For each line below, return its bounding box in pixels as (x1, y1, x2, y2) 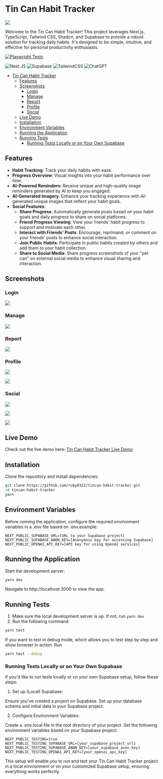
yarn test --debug (5, 652, 42, 656)
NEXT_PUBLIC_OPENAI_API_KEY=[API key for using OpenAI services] (5, 542, 140, 547)
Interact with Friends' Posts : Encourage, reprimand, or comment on (19, 229, 157, 235)
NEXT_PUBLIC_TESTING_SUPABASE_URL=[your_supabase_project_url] (5, 741, 136, 746)
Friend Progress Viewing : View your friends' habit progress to (19, 219, 145, 225)
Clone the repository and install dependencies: (5, 473, 99, 479)
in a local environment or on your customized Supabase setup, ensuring (5, 763, 149, 769)
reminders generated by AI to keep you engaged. (12, 188, 111, 194)
